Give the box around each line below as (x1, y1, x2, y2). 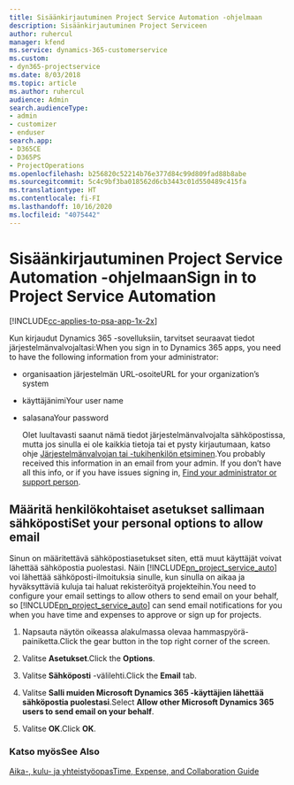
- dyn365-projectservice (9, 63, 101, 72)
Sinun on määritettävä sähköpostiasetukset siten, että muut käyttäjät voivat (9, 553, 283, 564)
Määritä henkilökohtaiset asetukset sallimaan (9, 502, 265, 517)
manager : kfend (9, 37, 65, 47)
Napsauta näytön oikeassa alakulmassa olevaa (21, 627, 192, 637)
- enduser (9, 128, 46, 137)
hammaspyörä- (192, 627, 249, 637)
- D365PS (9, 152, 41, 162)
